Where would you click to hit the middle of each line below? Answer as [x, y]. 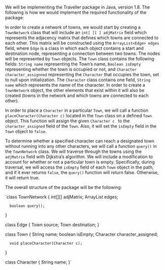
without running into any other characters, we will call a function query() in [81, 146]
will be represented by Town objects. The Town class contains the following [80, 59]
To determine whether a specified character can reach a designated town [80, 141]
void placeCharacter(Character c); [46, 243]
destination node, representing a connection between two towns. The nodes [82, 53]
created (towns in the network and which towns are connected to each [77, 95]
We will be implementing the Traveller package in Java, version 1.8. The [78, 7]
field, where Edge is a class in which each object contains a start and [74, 48]
